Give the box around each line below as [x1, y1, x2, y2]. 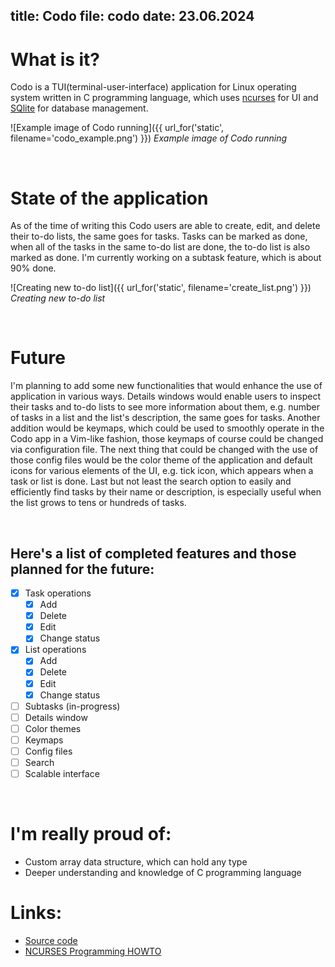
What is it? [10, 48, 101, 71]
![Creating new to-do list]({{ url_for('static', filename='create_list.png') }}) [10, 282, 312, 294]
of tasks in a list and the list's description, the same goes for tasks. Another [10, 412, 321, 424]
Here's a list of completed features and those [10, 545, 297, 562]
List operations [24, 644, 87, 656]
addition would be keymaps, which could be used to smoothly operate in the [10, 422, 325, 434]
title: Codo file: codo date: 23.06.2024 [10, 8, 255, 25]
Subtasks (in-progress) [24, 700, 121, 712]
